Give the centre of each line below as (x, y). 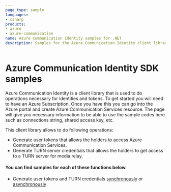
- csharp (15, 19)
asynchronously (30, 184)
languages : (17, 15)
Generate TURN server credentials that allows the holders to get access (88, 150)
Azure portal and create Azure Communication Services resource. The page (85, 109)
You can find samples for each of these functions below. (66, 168)
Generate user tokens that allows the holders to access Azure (77, 140)
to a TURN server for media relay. (48, 156)
